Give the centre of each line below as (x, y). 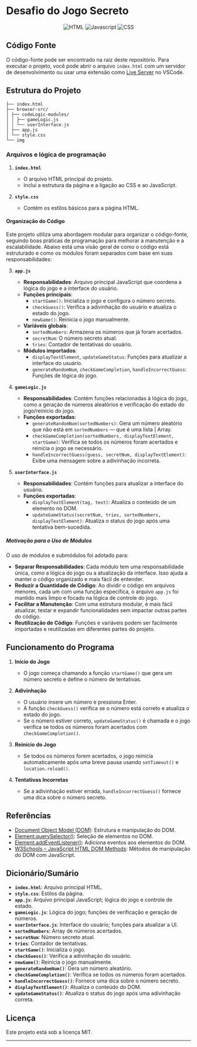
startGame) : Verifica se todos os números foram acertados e (105, 442)
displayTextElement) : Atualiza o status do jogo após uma (101, 521)
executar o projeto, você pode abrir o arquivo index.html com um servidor (96, 66)
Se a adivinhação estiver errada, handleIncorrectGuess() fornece (102, 791)
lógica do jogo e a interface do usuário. (71, 288)
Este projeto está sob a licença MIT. (49, 1032)
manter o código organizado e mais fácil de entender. (79, 579)
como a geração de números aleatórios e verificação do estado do (104, 405)
